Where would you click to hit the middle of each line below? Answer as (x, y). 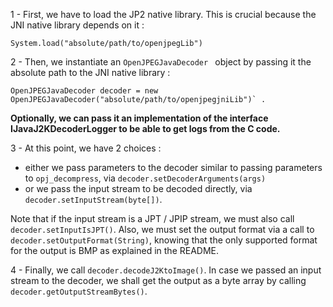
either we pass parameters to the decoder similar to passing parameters (173, 167)
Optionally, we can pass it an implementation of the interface (139, 118)
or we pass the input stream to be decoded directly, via (138, 188)
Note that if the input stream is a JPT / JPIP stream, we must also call (152, 218)
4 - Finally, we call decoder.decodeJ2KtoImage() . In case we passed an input (166, 270)
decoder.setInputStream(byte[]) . (93, 199)
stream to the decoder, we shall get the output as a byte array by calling (158, 280)
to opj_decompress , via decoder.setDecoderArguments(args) (145, 178)
